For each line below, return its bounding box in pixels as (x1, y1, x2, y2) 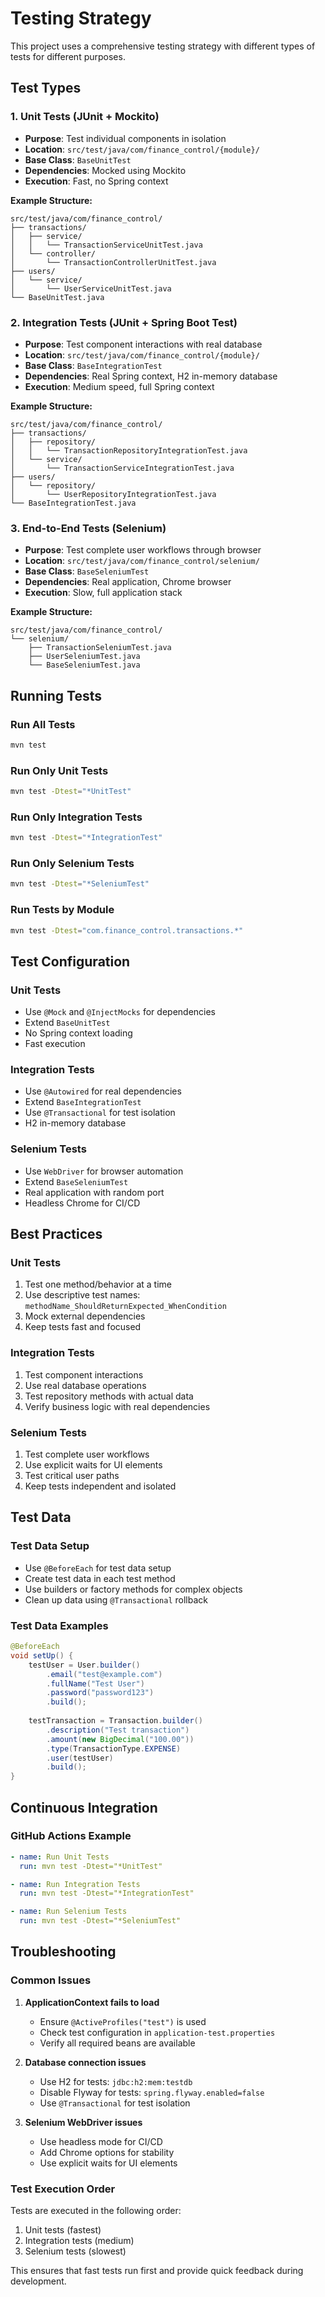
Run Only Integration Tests (10, 810, 143, 824)
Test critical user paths (24, 1470, 120, 1482)
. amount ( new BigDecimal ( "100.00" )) (46, 1734, 195, 1744)
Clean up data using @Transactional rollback (24, 1593, 208, 1606)
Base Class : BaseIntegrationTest (24, 359, 163, 371)
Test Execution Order (10, 2182, 116, 2196)
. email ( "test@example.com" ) (46, 1669, 163, 1679)
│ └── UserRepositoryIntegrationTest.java (10, 489, 217, 499)
